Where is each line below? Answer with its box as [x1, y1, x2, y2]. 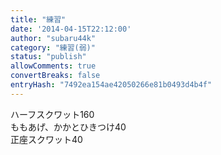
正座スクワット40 [10, 133, 83, 145]
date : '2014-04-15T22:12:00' [10, 24, 132, 34]
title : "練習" [10, 14, 67, 25]
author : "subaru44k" [10, 33, 97, 43]
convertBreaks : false [10, 71, 101, 81]
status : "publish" [10, 52, 87, 62]
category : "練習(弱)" [10, 42, 96, 53]
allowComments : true [10, 61, 97, 71]
